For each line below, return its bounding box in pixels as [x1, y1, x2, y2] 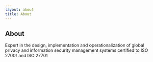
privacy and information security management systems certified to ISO [5, 47, 148, 53]
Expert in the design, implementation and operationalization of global [5, 42, 145, 48]
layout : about [5, 7, 34, 12]
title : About [5, 12, 32, 16]
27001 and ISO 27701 [5, 53, 48, 59]
